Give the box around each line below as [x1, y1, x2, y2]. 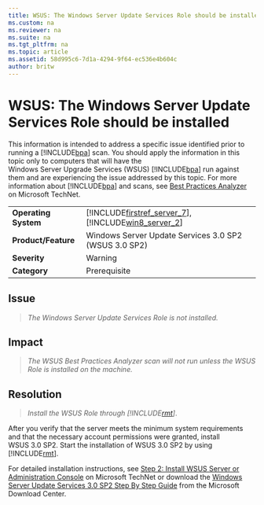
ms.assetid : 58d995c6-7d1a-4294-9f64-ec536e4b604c [8, 56, 178, 64]
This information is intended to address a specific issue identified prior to [8, 139, 245, 149]
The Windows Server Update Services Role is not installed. [27, 312, 218, 323]
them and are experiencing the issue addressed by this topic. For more [8, 172, 237, 182]
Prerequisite [86, 265, 131, 276]
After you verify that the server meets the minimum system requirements [8, 424, 244, 433]
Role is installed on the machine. [27, 365, 133, 374]
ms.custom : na [8, 19, 55, 27]
